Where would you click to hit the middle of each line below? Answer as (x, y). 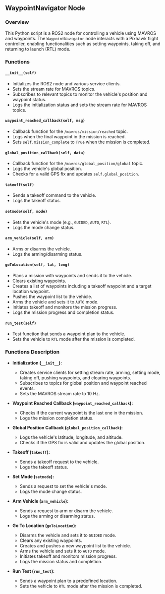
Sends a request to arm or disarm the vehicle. (66, 511)
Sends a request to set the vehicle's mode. (63, 486)
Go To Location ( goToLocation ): (44, 526)
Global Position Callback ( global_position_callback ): (67, 427)
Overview (17, 22)
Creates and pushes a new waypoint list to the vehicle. (75, 545)
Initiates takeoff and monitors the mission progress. (65, 307)
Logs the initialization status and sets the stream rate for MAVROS (80, 105)
